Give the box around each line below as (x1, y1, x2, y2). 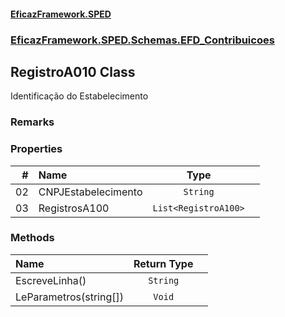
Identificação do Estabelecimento (10, 90, 149, 102)
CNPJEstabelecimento (38, 185, 143, 199)
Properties (10, 142, 63, 156)
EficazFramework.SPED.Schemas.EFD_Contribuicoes (10, 33, 275, 47)
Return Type (133, 256, 194, 270)
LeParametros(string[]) (15, 290, 124, 304)
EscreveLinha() (15, 273, 87, 287)
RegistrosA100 (38, 201, 110, 215)
